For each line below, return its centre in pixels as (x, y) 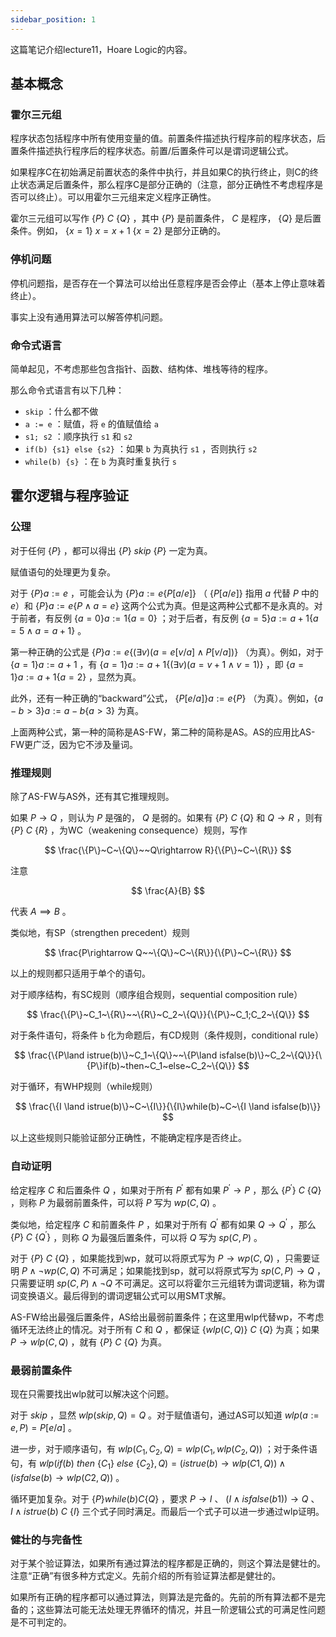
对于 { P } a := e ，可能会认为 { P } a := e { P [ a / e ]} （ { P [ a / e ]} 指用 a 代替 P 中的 (164, 593)
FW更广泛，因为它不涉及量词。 (74, 744)
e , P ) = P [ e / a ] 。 (43, 1428)
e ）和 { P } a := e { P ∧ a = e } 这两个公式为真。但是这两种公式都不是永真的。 (162, 605)
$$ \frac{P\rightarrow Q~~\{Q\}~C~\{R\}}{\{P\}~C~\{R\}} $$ (168, 952)
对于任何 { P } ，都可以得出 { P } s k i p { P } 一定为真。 (111, 550)
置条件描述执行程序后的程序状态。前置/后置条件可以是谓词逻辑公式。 (152, 151)
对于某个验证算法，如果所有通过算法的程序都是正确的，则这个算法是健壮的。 (168, 1563)
